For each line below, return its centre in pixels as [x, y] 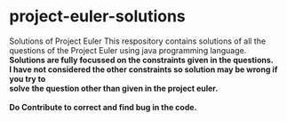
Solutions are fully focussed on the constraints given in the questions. [141, 60]
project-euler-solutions [98, 16]
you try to [28, 78]
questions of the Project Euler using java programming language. [128, 50]
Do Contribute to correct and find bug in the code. [103, 107]
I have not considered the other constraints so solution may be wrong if [143, 69]
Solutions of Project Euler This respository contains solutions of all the [138, 41]
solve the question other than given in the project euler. [114, 88]
